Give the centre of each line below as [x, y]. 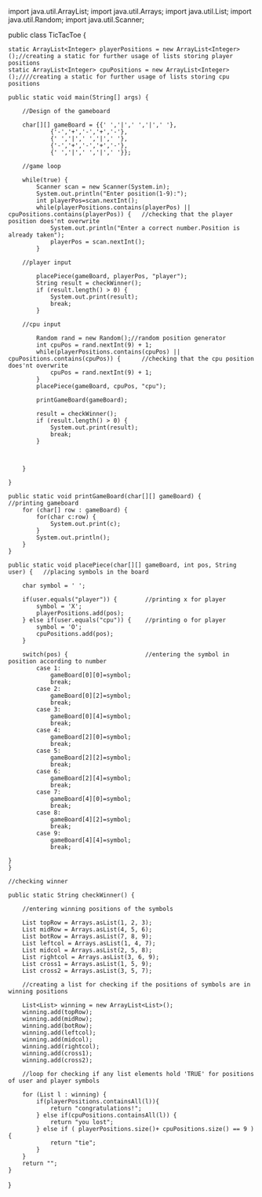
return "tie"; [73, 1143]
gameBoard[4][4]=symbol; [91, 840]
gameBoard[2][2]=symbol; [91, 758]
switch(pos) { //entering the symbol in [126, 655]
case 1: [49, 668]
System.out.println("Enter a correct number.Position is [145, 228]
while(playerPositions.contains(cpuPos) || [108, 352]
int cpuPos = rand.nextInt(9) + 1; [95, 345]
